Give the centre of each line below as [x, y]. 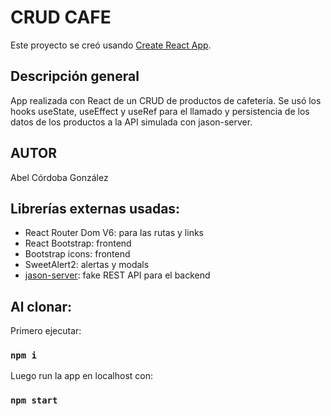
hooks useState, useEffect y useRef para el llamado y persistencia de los [160, 111]
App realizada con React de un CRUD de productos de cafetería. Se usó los [166, 100]
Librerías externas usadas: [95, 208]
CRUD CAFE [61, 17]
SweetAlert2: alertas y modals [87, 265]
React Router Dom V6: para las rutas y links [114, 233]
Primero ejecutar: [46, 331]
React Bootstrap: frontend [78, 243]
